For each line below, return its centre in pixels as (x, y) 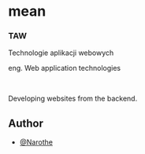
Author (26, 123)
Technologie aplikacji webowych (61, 53)
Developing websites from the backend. (73, 99)
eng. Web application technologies (64, 68)
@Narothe (36, 142)
